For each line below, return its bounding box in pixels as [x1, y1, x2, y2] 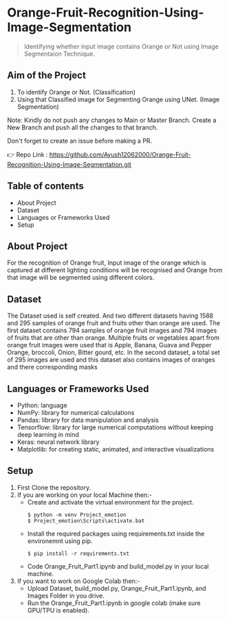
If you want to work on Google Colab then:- [17, 577, 140, 585]
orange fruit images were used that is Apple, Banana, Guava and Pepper [7, 341, 212, 349]
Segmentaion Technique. [23, 50, 95, 58]
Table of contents [7, 181, 84, 192]
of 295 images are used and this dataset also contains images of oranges [7, 356, 215, 364]
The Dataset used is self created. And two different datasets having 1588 [7, 312, 214, 320]
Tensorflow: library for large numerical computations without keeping [17, 423, 214, 431]
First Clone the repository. [17, 483, 91, 491]
